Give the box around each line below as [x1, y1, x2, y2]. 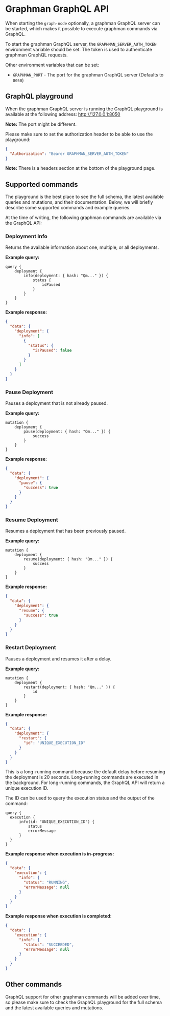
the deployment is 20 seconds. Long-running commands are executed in [5, 774, 159, 780]
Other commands [5, 980, 62, 989]
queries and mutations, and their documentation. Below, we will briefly [5, 199, 153, 205]
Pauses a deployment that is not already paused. [5, 400, 108, 406]
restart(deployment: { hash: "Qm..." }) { [23, 685, 115, 690]
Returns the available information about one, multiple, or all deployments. [5, 244, 159, 250]
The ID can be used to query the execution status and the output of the [5, 795, 155, 801]
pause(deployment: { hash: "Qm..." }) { [23, 429, 111, 434]
